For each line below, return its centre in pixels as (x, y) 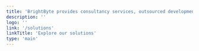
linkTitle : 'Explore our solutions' (51, 33)
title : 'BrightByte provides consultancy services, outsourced (86, 11)
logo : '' (17, 22)
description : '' (26, 17)
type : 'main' (22, 39)
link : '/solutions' (30, 28)
